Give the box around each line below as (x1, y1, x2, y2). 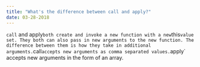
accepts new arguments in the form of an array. (6, 54, 124, 61)
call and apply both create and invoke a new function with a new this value (6, 31, 194, 38)
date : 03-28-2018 (6, 14, 50, 20)
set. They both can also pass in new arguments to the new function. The (6, 37, 195, 43)
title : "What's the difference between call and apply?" (6, 8, 151, 15)
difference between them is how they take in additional (6, 42, 151, 48)
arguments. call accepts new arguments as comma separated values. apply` (6, 47, 186, 54)
